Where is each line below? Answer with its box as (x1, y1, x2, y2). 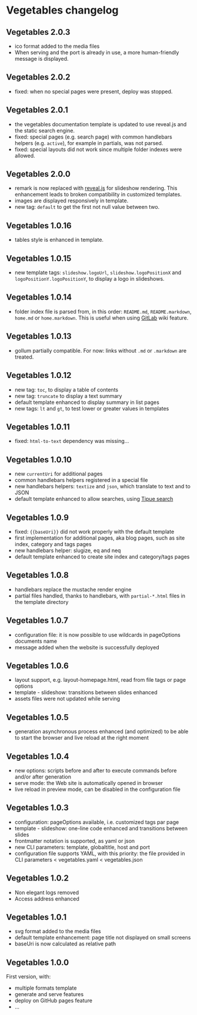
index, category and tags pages (14, 540, 92, 547)
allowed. (14, 152, 35, 159)
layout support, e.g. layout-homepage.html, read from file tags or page (14, 676, 186, 684)
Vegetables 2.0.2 (6, 72, 71, 83)
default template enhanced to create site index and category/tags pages (14, 553, 190, 560)
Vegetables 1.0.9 (6, 513, 69, 523)
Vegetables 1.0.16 (6, 221, 72, 231)
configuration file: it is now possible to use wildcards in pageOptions (14, 631, 181, 638)
